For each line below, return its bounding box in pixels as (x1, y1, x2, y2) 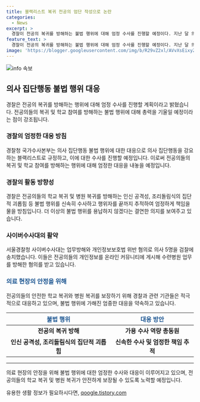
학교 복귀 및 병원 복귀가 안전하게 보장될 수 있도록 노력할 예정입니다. (26, 376, 183, 384)
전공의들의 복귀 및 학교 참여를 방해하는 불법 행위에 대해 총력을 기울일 (14, 108, 173, 115)
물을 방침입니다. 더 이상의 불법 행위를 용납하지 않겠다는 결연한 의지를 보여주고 (6, 208, 186, 215)
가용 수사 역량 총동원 (124, 326, 180, 335)
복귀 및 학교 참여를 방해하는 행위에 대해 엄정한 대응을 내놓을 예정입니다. (6, 162, 171, 169)
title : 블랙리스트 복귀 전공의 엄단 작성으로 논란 (6, 8, 112, 15)
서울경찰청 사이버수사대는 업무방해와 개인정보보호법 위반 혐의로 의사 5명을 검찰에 (6, 246, 194, 253)
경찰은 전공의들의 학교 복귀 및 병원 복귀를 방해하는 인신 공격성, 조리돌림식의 (6, 193, 181, 200)
